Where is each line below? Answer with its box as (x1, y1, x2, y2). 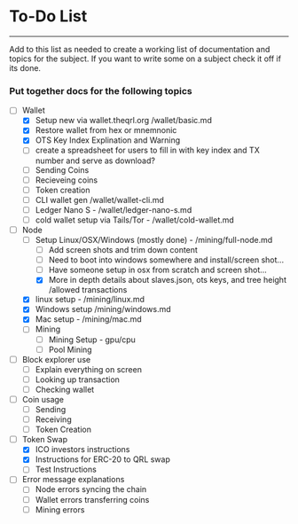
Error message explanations (21, 474, 125, 485)
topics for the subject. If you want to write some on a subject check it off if (9, 53, 282, 64)
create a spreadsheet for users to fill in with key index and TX (35, 145, 260, 156)
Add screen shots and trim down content (48, 245, 198, 255)
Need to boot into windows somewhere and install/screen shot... (48, 254, 285, 265)
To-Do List (9, 6, 88, 27)
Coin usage (21, 394, 65, 404)
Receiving (35, 414, 73, 425)
